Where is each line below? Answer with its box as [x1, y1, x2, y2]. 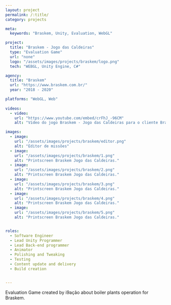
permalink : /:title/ [5, 12, 49, 17]
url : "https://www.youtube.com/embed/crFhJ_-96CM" [14, 115, 124, 120]
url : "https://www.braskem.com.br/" [10, 83, 88, 88]
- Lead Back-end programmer [10, 243, 70, 248]
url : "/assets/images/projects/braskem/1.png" [14, 153, 115, 158]
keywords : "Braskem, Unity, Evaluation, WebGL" [10, 31, 113, 36]
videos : [5, 106, 22, 111]
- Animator [10, 247, 33, 252]
